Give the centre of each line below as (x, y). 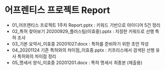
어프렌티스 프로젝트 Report (57, 10)
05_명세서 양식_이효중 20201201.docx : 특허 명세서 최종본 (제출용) (77, 62)
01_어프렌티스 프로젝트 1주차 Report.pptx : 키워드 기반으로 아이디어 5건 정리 (86, 25)
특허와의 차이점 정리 (37, 56)
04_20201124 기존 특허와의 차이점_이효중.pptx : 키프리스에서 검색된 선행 (83, 50)
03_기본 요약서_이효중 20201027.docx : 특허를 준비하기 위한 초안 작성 (80, 43)
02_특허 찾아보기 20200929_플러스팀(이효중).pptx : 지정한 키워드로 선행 (83, 31)
